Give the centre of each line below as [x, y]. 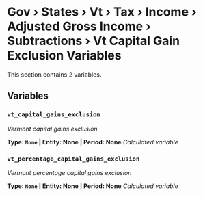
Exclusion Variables [64, 56]
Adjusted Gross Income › [79, 26]
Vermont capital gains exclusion [52, 129]
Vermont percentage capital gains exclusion [69, 172]
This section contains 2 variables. [54, 74]
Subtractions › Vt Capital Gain [94, 41]
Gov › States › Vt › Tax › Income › [102, 12]
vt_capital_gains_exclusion [54, 115]
